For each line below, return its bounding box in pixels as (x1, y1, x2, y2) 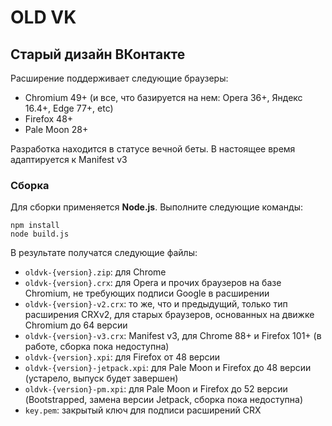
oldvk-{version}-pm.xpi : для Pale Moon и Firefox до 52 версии (24, 383, 288, 395)
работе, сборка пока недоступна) (24, 341, 170, 353)
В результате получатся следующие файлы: (10, 247, 198, 259)
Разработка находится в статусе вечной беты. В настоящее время (10, 143, 296, 155)
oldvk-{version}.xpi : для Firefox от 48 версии (24, 351, 221, 363)
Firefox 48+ (24, 113, 74, 125)
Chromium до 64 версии (24, 319, 128, 331)
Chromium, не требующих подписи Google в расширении (24, 287, 270, 300)
